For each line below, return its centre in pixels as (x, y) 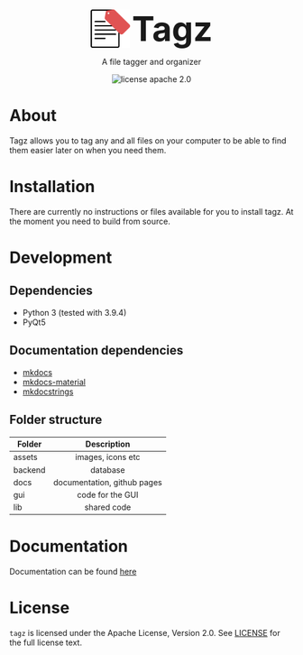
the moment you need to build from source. (90, 221)
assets (25, 457)
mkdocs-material (54, 382)
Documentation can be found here (73, 571)
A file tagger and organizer (151, 62)
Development (61, 258)
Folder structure (56, 420)
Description (108, 444)
